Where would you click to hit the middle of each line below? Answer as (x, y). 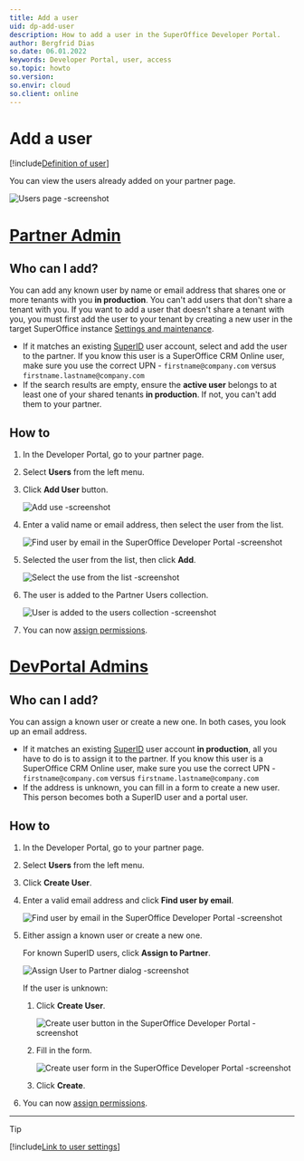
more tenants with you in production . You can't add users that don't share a (151, 300)
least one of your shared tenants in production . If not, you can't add (149, 394)
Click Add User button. (65, 489)
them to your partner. (62, 404)
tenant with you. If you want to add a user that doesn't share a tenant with (147, 310)
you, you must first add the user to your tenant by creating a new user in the (151, 319)
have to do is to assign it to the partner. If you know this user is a (143, 759)
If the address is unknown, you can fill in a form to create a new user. (151, 788)
